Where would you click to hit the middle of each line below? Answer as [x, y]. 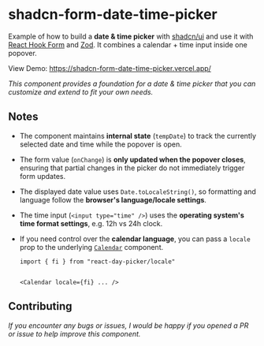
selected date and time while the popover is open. [101, 144]
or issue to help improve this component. [74, 333]
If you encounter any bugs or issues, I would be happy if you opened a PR [128, 326]
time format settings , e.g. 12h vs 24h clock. [91, 223]
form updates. [42, 176]
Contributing [40, 306]
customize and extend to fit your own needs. [81, 91]
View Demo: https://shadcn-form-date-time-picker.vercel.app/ [110, 68]
